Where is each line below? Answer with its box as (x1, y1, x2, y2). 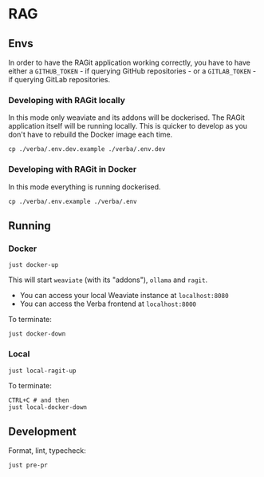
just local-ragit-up (8, 367, 77, 375)
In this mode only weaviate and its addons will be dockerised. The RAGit (8, 113, 246, 122)
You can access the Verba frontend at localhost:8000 (19, 299, 197, 308)
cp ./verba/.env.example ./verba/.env (8, 197, 137, 205)
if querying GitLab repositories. (8, 75, 110, 84)
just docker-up (8, 261, 59, 269)
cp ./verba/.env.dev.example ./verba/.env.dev (8, 145, 166, 153)
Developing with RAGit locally (8, 94, 126, 105)
